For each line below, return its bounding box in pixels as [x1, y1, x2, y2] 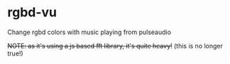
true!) [7, 49, 23, 58]
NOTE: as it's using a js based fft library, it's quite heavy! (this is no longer [7, 41, 224, 50]
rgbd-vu [7, 4, 57, 21]
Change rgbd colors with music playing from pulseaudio [7, 28, 172, 36]
